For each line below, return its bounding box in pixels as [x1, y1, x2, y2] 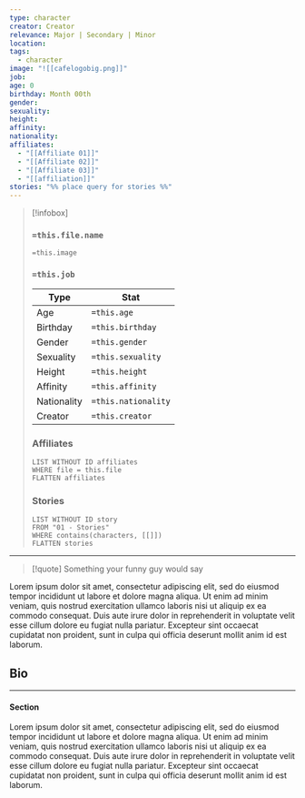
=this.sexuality [91, 351, 162, 362]
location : [9, 38, 47, 48]
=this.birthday [91, 322, 157, 332]
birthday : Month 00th [9, 89, 92, 98]
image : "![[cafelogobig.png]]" [9, 65, 128, 74]
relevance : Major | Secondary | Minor [9, 30, 156, 39]
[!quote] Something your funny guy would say [31, 563, 204, 574]
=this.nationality [91, 396, 171, 406]
